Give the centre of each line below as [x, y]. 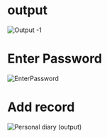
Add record [41, 107]
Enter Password [55, 59]
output [28, 10]
